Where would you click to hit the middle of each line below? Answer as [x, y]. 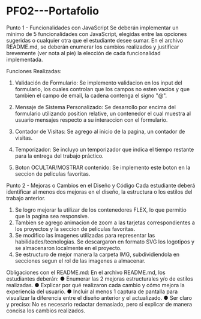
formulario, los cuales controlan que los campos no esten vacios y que [102, 89]
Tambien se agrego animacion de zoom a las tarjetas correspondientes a [105, 222]
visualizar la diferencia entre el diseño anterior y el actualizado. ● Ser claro [99, 297]
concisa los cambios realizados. [46, 311]
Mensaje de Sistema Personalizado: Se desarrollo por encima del [95, 107]
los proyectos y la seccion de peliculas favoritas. [75, 228]
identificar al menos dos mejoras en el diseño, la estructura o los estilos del [99, 192]
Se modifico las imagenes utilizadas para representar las [85, 235]
